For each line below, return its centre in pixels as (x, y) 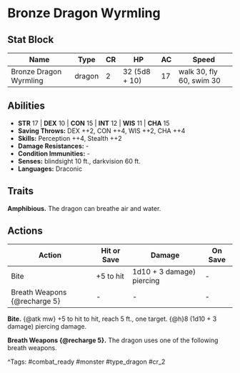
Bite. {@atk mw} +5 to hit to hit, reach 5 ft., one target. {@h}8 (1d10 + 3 (112, 319)
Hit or (111, 251)
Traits (21, 191)
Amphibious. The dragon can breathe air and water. (84, 208)
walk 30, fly (198, 71)
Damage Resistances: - (53, 146)
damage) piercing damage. (47, 327)
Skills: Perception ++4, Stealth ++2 (70, 138)
